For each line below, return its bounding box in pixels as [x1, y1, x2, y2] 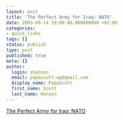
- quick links [6, 31, 41, 37]
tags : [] [6, 36, 28, 42]
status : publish [6, 42, 46, 48]
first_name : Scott [11, 86, 57, 92]
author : [6, 63, 25, 70]
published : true [6, 53, 46, 59]
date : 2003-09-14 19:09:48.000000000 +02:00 [6, 20, 118, 25]
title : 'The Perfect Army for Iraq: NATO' [6, 14, 112, 20]
